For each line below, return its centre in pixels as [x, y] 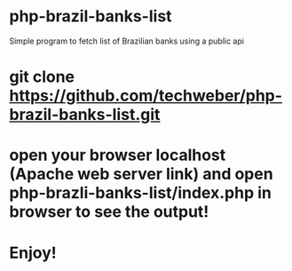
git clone [42, 77]
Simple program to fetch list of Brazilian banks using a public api [126, 41]
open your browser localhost [118, 155]
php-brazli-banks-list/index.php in [141, 193]
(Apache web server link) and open [141, 174]
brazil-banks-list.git [85, 115]
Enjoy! [33, 253]
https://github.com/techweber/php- [146, 96]
